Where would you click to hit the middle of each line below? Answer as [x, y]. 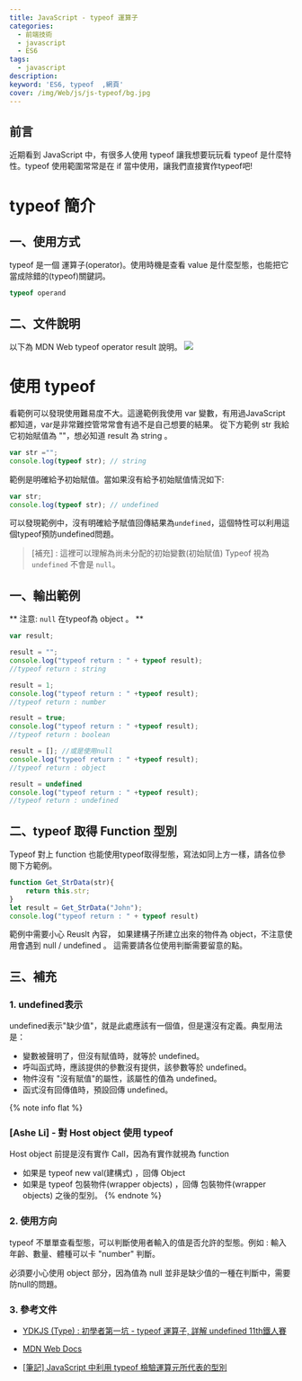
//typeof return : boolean [60, 735]
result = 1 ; [31, 685]
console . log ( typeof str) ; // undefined [84, 504]
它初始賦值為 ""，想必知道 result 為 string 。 [91, 435]
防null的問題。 [36, 1284]
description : [34, 76]
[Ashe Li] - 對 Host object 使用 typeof [91, 1133]
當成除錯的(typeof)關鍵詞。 [60, 276]
